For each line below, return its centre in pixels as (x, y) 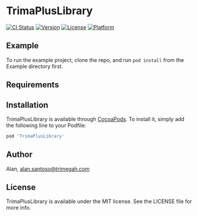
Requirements (33, 85)
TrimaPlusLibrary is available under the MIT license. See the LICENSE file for (99, 201)
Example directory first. (35, 66)
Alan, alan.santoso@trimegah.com (48, 169)
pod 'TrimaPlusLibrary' (35, 136)
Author (19, 155)
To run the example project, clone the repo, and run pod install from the (95, 60)
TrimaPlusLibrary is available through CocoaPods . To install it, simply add (95, 119)
